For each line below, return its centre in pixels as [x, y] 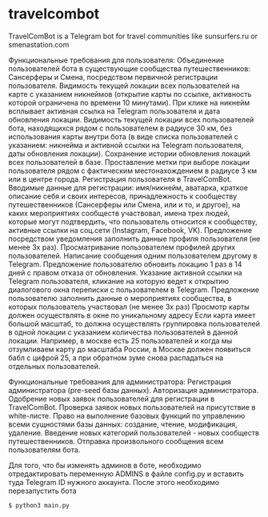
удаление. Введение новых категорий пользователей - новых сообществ [134, 432]
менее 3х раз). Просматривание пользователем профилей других [122, 247]
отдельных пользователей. [54, 366]
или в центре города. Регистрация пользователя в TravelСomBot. [120, 179]
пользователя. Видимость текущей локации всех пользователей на [124, 86]
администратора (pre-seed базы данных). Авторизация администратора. [134, 390]
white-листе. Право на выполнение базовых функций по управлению [127, 415]
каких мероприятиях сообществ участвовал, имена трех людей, [119, 213]
